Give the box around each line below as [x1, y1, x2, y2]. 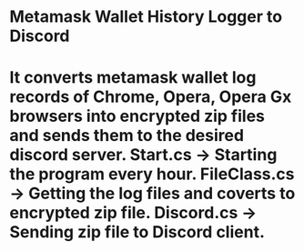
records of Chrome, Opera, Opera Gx [9, 86, 292, 107]
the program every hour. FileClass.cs [9, 164, 295, 185]
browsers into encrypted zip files [9, 106, 266, 126]
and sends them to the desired [9, 125, 244, 146]
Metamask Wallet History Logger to [9, 6, 283, 27]
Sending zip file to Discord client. [9, 222, 266, 243]
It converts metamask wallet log [9, 67, 257, 88]
